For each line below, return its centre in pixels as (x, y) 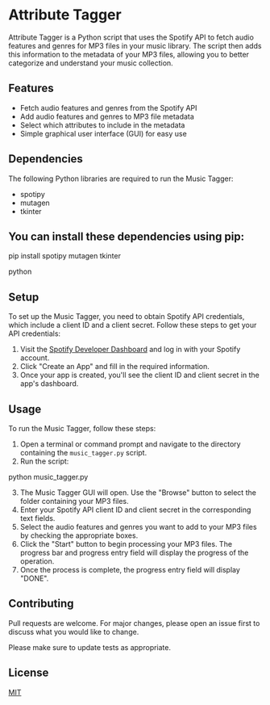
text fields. (37, 518)
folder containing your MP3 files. (74, 501)
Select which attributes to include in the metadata (102, 125)
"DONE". (34, 578)
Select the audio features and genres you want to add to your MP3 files (138, 527)
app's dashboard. (49, 384)
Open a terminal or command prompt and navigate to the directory (130, 444)
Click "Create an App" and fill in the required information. (114, 367)
